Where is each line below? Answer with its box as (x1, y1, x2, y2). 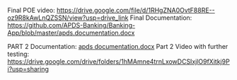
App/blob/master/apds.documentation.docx (7, 28, 135, 37)
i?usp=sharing (7, 65, 50, 73)
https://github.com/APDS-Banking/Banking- (7, 21, 136, 29)
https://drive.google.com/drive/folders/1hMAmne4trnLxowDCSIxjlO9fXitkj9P (7, 57, 230, 66)
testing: (7, 50, 30, 58)
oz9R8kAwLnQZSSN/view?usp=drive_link (7, 13, 129, 22)
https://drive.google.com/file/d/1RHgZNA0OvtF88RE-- (56, 6, 215, 14)
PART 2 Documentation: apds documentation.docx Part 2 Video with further (7, 42, 229, 50)
